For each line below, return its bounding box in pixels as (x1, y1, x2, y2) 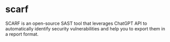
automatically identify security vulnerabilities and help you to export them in (5, 25, 165, 31)
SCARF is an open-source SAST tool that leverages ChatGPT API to (5, 20, 147, 26)
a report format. (5, 31, 39, 37)
